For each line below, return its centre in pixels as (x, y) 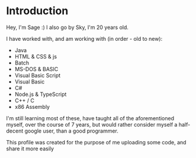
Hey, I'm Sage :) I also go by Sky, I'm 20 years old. (68, 27)
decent (15, 131)
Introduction (37, 11)
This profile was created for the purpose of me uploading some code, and (96, 142)
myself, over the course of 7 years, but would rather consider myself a (92, 124)
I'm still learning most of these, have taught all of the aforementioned (90, 118)
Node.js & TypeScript (41, 94)
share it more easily (30, 149)
